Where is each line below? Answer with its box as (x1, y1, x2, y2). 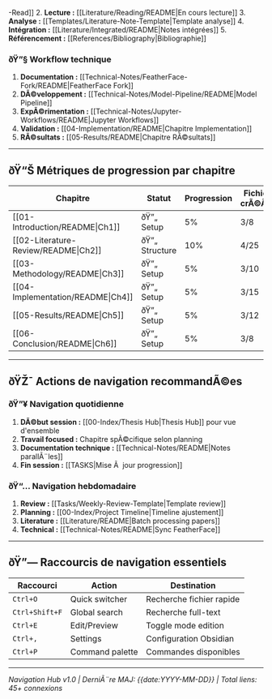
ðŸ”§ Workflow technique (8, 54, 112, 65)
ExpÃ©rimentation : (19, 106, 89, 117)
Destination (170, 580, 216, 591)
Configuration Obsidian (145, 633, 235, 644)
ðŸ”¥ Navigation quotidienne (8, 398, 124, 410)
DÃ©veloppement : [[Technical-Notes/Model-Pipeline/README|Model (19, 89, 257, 99)
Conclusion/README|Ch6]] (12, 338, 117, 349)
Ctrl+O (12, 594, 38, 603)
